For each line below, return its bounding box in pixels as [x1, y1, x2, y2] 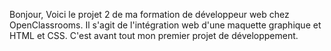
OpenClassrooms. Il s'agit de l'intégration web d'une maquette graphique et [9, 19, 322, 31]
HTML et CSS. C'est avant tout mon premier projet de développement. [9, 30, 299, 41]
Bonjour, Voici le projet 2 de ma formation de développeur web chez [9, 9, 290, 20]
